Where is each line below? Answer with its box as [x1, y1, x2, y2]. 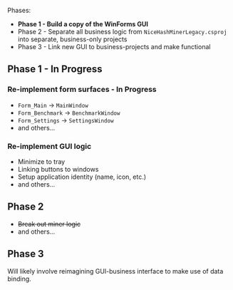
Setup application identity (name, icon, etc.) [17, 172, 147, 181]
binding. [7, 274, 32, 283]
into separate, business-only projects [17, 35, 128, 43]
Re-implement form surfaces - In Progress [7, 85, 157, 95]
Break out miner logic [17, 219, 81, 228]
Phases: [7, 6, 31, 14]
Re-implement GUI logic [7, 141, 92, 151]
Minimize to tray [17, 157, 66, 166]
